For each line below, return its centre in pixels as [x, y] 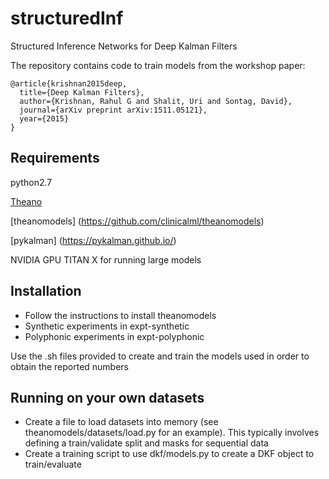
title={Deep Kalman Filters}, [82, 92]
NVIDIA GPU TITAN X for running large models [106, 259]
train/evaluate [53, 464]
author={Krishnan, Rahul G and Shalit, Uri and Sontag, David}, [156, 101]
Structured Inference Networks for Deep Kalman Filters [124, 46]
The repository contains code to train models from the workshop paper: [158, 65]
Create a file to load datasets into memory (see [121, 422]
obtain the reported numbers [70, 366]
